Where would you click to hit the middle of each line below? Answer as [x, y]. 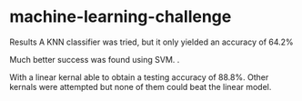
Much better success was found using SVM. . [95, 59]
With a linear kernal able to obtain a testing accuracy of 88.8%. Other [139, 77]
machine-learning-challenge [121, 17]
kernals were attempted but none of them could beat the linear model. [141, 86]
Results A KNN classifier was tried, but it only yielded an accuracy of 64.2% [151, 42]
